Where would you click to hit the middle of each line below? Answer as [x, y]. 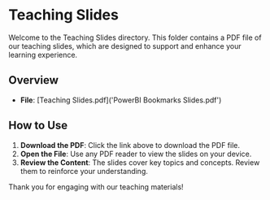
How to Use [38, 126]
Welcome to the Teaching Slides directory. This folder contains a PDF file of [135, 37]
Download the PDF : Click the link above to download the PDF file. [130, 145]
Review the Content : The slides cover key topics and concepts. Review [140, 162]
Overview [34, 80]
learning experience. [43, 54]
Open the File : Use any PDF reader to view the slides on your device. [136, 154]
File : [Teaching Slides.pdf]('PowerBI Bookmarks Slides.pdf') [121, 100]
